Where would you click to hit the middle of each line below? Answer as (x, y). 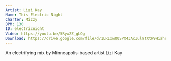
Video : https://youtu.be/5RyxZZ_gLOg (45, 34)
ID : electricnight (25, 29)
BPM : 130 (15, 24)
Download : (16, 39)
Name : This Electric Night (34, 15)
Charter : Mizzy (21, 19)
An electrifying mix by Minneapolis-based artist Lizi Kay (64, 53)
